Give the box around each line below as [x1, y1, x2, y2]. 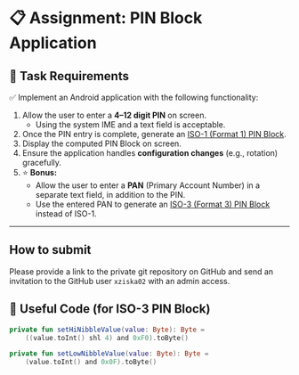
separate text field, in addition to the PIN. [35, 190, 186, 200]
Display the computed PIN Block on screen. [21, 138, 182, 149]
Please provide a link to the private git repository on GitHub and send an [9, 265, 274, 277]
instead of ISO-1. [35, 208, 97, 219]
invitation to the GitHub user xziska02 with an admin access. [9, 275, 230, 286]
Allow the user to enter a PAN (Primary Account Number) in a [35, 180, 261, 191]
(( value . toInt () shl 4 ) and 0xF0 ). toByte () [25, 333, 190, 342]
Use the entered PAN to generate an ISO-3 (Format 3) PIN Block [35, 199, 271, 209]
